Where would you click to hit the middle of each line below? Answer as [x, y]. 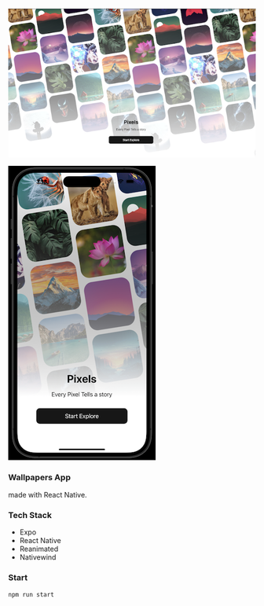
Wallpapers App [39, 478]
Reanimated [39, 549]
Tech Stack [30, 515]
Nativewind [38, 557]
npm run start [31, 595]
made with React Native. [48, 494]
